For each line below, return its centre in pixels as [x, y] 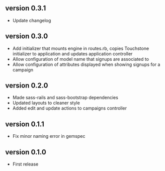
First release [25, 164]
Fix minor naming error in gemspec [49, 136]
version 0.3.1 [26, 8]
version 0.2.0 [27, 86]
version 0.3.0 [27, 36]
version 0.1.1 [25, 124]
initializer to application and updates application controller [72, 54]
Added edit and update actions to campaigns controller [70, 108]
